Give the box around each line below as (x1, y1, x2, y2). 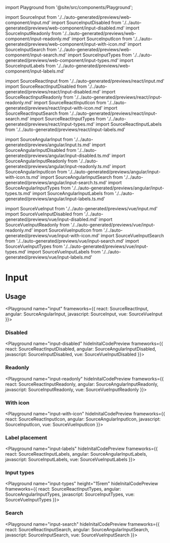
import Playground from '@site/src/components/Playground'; (5, 5, 133, 10)
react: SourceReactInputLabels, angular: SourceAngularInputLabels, (5, 451, 148, 457)
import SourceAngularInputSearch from (40, 174, 123, 180)
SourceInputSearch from (5, 47, 57, 52)
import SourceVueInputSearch (100, 233, 164, 238)
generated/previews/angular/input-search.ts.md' (5, 180, 108, 185)
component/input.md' (5, 20, 51, 25)
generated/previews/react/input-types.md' (5, 121, 95, 127)
